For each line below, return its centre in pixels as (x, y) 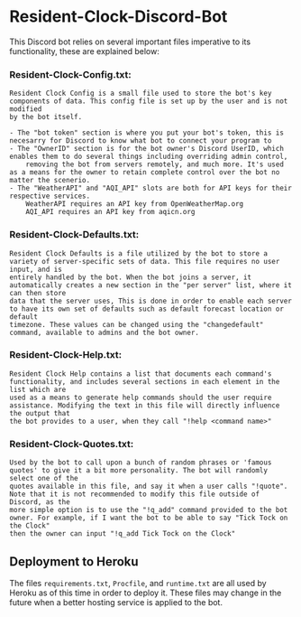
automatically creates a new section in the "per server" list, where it (151, 285)
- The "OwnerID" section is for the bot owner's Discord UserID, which (146, 149)
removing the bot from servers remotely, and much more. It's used (155, 164)
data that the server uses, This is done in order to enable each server (151, 301)
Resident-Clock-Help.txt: (66, 355)
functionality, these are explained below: (84, 51)
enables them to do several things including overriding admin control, (149, 157)
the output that (40, 413)
